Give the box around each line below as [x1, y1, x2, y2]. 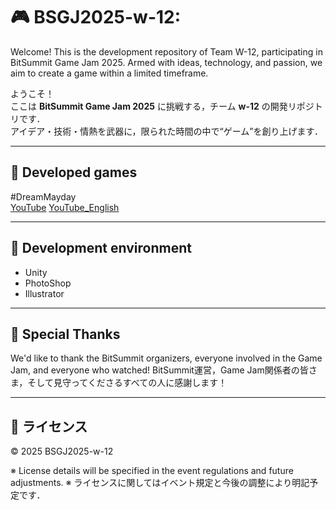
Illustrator [24, 287, 65, 299]
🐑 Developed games [10, 164, 138, 181]
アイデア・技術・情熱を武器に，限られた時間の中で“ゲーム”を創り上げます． [10, 125, 323, 137]
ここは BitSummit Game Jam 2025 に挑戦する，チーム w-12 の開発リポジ [10, 100, 315, 112]
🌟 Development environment [10, 240, 192, 257]
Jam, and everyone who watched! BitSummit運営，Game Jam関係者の [10, 364, 300, 376]
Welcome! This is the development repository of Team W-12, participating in [10, 45, 323, 58]
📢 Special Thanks [10, 325, 121, 343]
